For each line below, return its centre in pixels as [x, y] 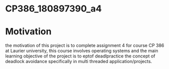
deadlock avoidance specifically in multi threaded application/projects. [79, 61]
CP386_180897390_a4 [53, 9]
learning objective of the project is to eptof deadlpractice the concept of [80, 56]
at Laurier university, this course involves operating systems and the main [82, 51]
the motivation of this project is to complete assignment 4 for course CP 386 [85, 45]
